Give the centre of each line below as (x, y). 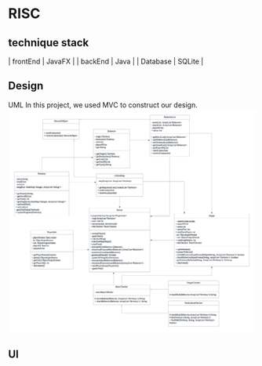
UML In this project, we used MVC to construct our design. (103, 105)
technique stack (49, 43)
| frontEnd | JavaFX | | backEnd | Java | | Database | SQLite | (106, 61)
